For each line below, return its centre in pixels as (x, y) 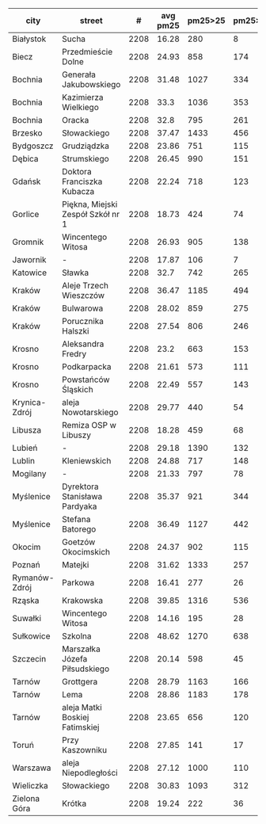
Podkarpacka (87, 366)
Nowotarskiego (90, 412)
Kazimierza (83, 97)
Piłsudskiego (86, 669)
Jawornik (29, 259)
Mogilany (29, 473)
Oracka (76, 120)
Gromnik (28, 242)
